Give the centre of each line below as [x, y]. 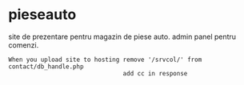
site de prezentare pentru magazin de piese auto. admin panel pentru [122, 37]
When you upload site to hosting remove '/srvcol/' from [105, 60]
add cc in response [155, 73]
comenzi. [24, 44]
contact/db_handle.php [46, 66]
